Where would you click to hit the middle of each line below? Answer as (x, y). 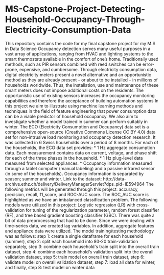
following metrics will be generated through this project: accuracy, (72, 189)
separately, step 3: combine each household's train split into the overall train (82, 247)
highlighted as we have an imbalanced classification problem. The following (82, 200)
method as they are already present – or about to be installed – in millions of (82, 80)
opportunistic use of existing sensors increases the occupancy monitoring (80, 95)
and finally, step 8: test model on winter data (50, 267)
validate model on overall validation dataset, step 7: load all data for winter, (80, 262)
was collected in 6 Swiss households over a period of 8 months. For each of (82, 142)
